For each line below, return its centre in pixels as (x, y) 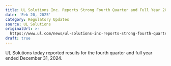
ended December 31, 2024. (34, 58)
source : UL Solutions (28, 24)
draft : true (18, 39)
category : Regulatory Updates (37, 19)
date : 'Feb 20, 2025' (28, 15)
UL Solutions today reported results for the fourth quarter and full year (79, 53)
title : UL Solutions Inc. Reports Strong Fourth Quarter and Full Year (83, 10)
